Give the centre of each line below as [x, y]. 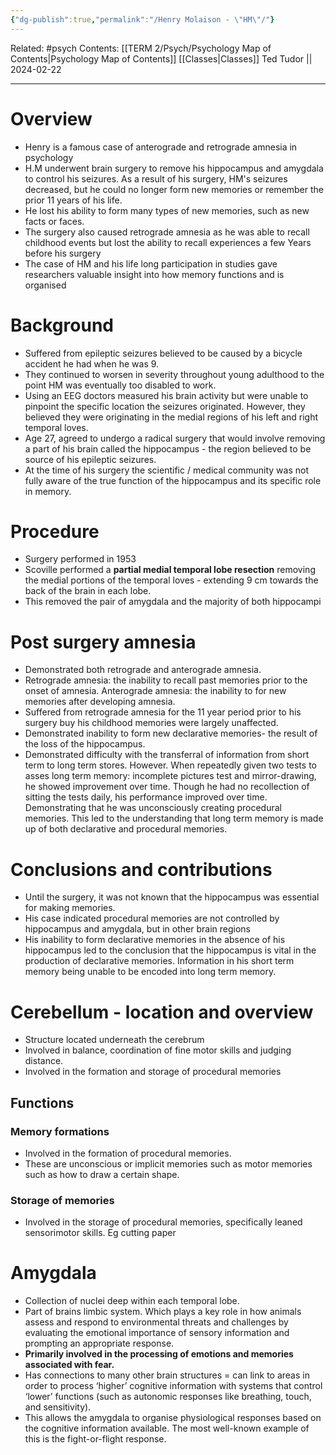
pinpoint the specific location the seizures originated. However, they [165, 406]
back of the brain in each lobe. [88, 591]
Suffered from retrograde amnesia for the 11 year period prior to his [163, 712]
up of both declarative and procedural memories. [126, 829]
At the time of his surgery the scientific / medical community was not [167, 470]
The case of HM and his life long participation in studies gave [151, 263]
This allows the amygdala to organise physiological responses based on [173, 1418]
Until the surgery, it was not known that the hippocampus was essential [172, 897]
